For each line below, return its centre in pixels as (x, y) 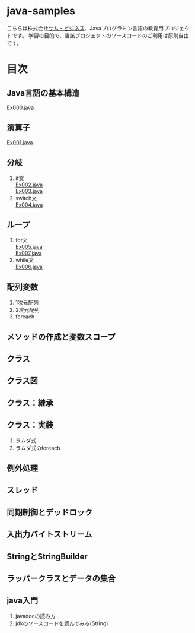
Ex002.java (29, 185)
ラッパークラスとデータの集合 (61, 578)
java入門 (23, 601)
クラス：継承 (30, 403)
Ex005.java (29, 247)
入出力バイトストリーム (49, 535)
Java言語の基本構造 (43, 93)
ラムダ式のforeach (38, 448)
